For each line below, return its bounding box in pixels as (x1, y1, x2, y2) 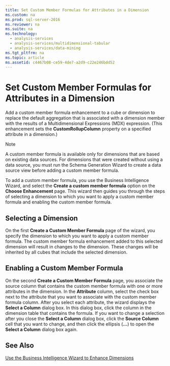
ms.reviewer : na (5, 21, 40, 27)
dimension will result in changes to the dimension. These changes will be (5, 244, 159, 249)
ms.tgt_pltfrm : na (5, 50, 44, 55)
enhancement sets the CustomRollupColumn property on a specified (5, 126, 151, 132)
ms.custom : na (5, 12, 36, 17)
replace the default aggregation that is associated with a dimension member (5, 115, 165, 121)
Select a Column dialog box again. (5, 326, 78, 332)
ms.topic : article (5, 55, 44, 60)
